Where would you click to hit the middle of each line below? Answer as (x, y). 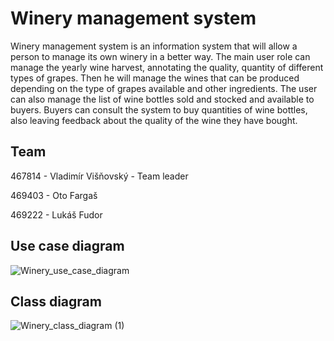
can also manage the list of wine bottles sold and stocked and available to (162, 99)
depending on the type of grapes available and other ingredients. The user (164, 88)
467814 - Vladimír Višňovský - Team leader (99, 176)
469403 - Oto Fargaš (54, 195)
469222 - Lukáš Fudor (56, 214)
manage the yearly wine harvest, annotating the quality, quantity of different (167, 67)
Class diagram (56, 301)
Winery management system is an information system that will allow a (154, 46)
